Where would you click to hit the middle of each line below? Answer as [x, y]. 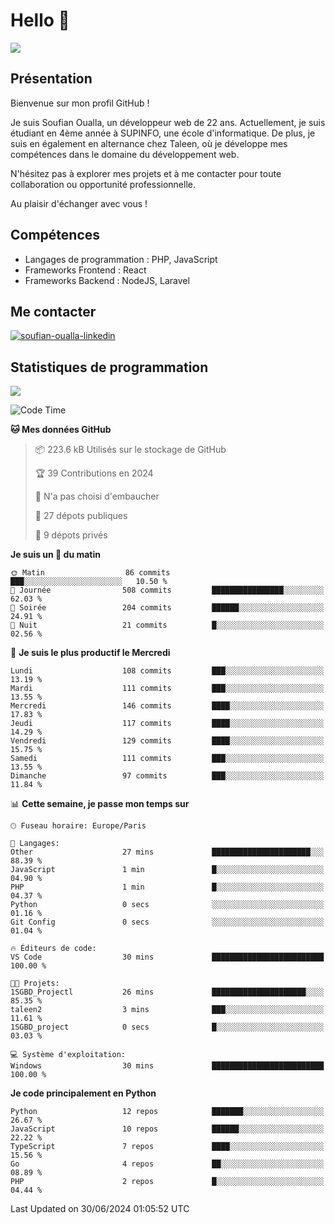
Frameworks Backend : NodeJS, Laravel [107, 280]
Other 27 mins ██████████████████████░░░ [167, 852]
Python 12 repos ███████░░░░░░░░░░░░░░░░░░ [167, 1112]
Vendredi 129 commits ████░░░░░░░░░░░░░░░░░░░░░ [167, 741]
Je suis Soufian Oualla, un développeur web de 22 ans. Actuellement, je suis [168, 122]
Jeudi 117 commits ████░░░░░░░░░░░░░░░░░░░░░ [167, 724]
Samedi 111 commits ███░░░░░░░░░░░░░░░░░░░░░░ [167, 759]
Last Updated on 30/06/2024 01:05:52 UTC [100, 1209]
